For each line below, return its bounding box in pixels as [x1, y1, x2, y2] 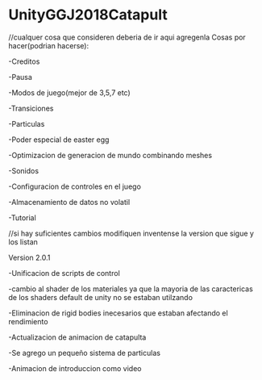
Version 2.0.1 [8, 253, 51, 262]
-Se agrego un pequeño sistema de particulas [8, 348, 161, 357]
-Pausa [8, 72, 32, 81]
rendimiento [8, 316, 48, 326]
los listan [8, 236, 39, 247]
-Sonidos [8, 165, 39, 175]
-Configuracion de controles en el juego [8, 182, 141, 191]
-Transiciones [8, 103, 54, 113]
